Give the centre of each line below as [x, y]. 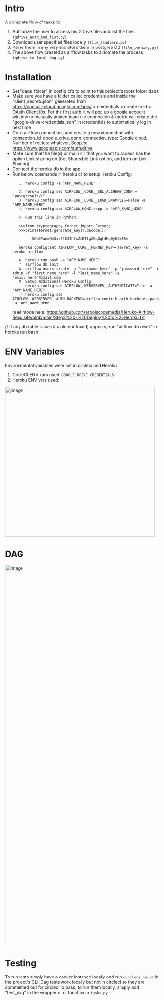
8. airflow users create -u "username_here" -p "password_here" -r [89, 269]
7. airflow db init [39, 264]
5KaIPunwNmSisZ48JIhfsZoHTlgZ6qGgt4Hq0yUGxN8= [80, 239]
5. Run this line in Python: [48, 217]
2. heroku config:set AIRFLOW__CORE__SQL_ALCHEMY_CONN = [78, 191]
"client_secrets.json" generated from [49, 101]
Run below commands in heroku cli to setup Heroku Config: [72, 174]
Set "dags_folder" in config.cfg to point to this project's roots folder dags [85, 91]
